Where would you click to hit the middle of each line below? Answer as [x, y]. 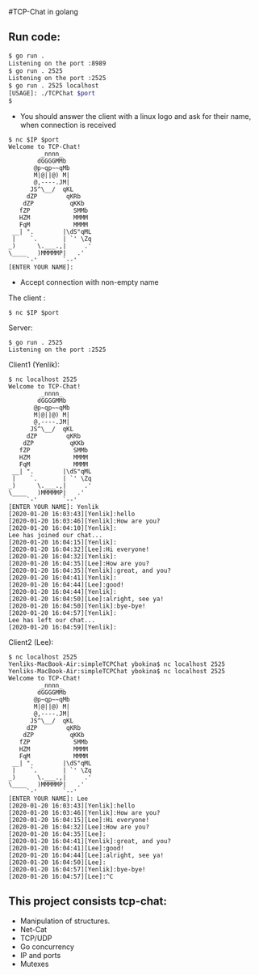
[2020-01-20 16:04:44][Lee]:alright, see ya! [86, 855]
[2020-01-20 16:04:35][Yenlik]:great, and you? [90, 570]
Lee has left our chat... [52, 620]
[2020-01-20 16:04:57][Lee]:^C [61, 876]
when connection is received [68, 125]
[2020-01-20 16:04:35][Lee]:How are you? [79, 563]
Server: [21, 328]
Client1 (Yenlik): [34, 364]
